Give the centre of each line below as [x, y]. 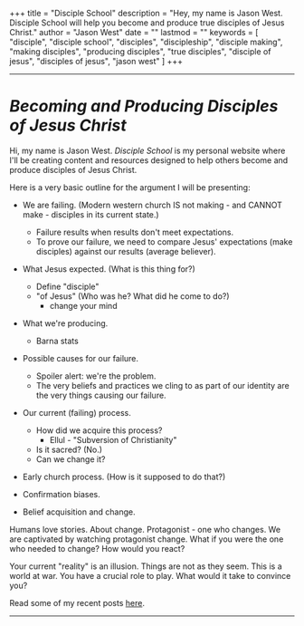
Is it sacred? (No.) [69, 449]
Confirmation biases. [62, 494]
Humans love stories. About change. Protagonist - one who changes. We [145, 529]
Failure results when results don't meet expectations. [135, 232]
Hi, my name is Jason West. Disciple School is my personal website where [147, 150]
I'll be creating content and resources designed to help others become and [149, 160]
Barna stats [57, 341]
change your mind [83, 305]
